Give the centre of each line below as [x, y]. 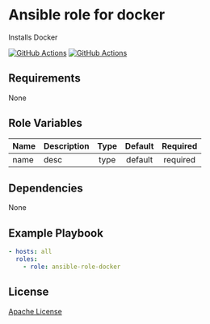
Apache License [35, 311]
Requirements [44, 78]
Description [67, 145]
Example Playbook [56, 233]
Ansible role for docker [87, 15]
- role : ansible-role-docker [72, 267]
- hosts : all [30, 252]
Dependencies [46, 188]
